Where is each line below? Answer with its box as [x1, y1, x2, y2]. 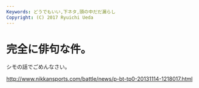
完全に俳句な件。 [6, 42, 92, 56]
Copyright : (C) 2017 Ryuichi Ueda [6, 14, 94, 20]
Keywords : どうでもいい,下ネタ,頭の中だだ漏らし [6, 8, 116, 15]
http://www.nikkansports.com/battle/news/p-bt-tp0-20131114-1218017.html [6, 75, 193, 83]
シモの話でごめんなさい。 [6, 63, 70, 71]
